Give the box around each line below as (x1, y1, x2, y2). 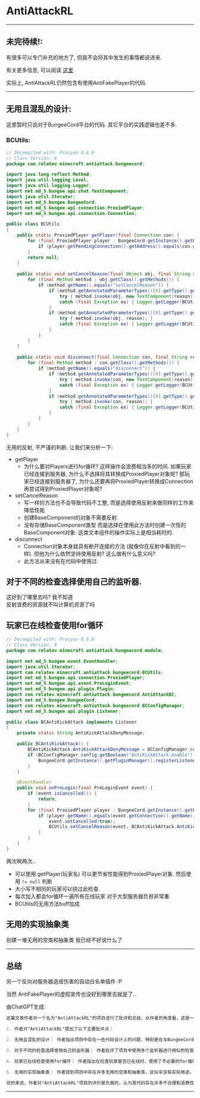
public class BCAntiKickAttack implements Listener (6, 719, 137, 725)
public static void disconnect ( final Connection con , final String (17, 354, 187, 361)
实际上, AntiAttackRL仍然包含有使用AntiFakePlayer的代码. (6, 79, 147, 86)
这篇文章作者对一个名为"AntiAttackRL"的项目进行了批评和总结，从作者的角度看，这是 (6, 1015, 190, 1022)
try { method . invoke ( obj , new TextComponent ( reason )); (59, 293, 198, 299)
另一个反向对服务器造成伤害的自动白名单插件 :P (6, 978, 122, 985)
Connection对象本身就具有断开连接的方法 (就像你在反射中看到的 (23, 542, 181, 550)
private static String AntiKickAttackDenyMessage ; (17, 730, 145, 736)
